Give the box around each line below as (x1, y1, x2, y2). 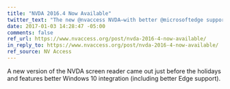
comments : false (7, 29, 53, 36)
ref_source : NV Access (7, 49, 72, 55)
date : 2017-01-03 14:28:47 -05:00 (7, 23, 106, 29)
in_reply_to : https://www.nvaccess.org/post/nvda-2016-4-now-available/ (7, 42, 219, 49)
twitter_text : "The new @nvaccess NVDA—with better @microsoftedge (7, 16, 204, 23)
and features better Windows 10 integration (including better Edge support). (7, 74, 221, 82)
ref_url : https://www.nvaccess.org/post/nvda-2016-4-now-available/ (7, 36, 207, 42)
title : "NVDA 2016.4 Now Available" (7, 10, 112, 17)
